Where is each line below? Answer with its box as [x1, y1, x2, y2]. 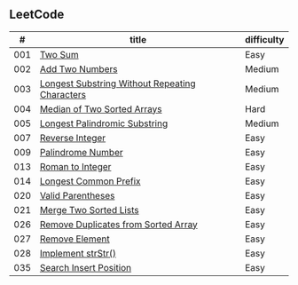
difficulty [245, 33, 285, 45]
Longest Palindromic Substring [39, 117, 169, 130]
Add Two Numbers [39, 62, 118, 75]
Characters [39, 88, 87, 100]
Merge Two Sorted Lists [39, 203, 139, 216]
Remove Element [39, 233, 110, 245]
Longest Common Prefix [39, 175, 141, 187]
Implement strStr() [39, 247, 117, 259]
